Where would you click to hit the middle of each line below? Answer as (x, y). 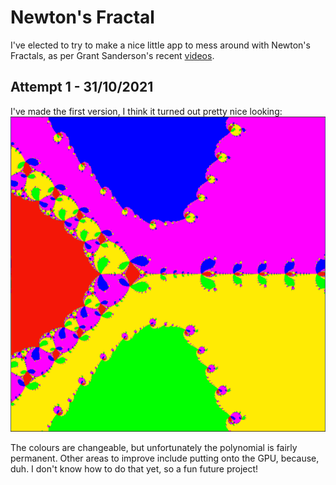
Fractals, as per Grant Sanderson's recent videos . (112, 55)
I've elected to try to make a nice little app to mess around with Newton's (160, 45)
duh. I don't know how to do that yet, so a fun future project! (134, 468)
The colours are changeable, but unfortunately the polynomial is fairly (154, 447)
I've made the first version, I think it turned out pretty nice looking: (146, 111)
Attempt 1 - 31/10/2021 (82, 87)
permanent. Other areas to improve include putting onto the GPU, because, (165, 458)
